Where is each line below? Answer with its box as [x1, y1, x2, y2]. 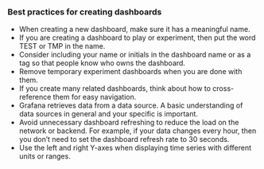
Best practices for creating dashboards [7, 6, 162, 18]
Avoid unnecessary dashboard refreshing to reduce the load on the [18, 118, 239, 128]
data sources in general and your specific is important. [18, 109, 198, 119]
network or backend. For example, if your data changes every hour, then [18, 126, 257, 136]
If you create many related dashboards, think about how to [18, 84, 212, 93]
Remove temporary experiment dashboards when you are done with [18, 67, 243, 77]
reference [18, 92, 52, 102]
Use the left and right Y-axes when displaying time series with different [18, 143, 252, 153]
